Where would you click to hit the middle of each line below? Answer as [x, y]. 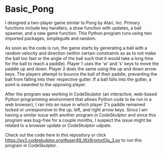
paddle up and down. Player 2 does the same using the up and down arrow [81, 69]
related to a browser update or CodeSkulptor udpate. [58, 125]
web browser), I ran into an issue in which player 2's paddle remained [75, 104]
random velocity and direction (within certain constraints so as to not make [81, 53]
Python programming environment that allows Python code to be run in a [78, 99]
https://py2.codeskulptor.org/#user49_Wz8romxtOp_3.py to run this [73, 140]
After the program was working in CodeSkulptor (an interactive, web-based [81, 94]
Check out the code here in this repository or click [56, 135]
